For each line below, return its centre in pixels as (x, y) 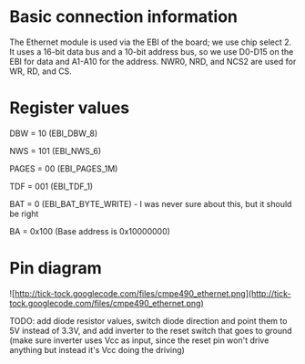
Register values (70, 108)
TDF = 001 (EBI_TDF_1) (51, 186)
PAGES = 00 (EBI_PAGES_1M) (64, 168)
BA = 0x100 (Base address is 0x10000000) (90, 231)
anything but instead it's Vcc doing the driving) (97, 349)
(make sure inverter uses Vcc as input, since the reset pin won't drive (139, 340)
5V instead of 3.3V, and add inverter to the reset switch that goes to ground (151, 330)
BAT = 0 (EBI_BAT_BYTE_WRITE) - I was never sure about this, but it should (151, 203)
